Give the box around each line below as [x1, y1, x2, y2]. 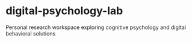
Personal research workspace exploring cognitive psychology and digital [5, 24, 187, 31]
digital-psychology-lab [5, 4, 123, 18]
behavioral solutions [5, 30, 56, 37]
